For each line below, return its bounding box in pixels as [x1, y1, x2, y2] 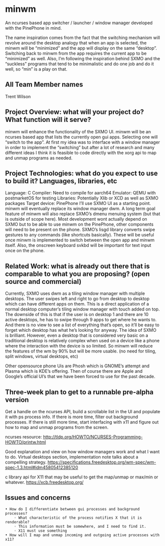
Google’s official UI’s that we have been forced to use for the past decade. [5, 374, 156, 380]
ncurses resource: [5, 434, 42, 440]
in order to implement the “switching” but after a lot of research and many [5, 144, 155, 150]
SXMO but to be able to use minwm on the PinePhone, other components [5, 221, 154, 228]
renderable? [5, 519, 30, 524]
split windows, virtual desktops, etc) [5, 353, 78, 359]
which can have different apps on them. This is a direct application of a [5, 301, 149, 307]
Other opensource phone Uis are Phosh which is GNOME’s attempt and [5, 363, 150, 369]
